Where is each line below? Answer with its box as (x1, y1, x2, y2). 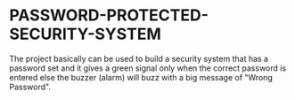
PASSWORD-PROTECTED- (9, 5, 209, 26)
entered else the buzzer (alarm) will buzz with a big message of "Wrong (9, 72, 274, 82)
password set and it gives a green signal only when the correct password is (9, 63, 287, 73)
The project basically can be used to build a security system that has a (9, 53, 269, 64)
